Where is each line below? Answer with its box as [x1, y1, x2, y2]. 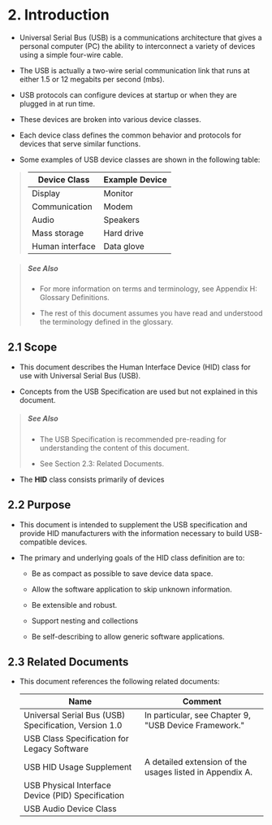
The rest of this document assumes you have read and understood [39, 308, 263, 318]
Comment [182, 696, 222, 707]
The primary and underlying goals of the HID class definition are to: [19, 552, 245, 562]
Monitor [103, 187, 134, 199]
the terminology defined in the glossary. [39, 316, 174, 326]
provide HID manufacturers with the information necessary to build [19, 528, 243, 538]
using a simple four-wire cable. [19, 50, 123, 59]
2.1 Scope [7, 340, 58, 355]
